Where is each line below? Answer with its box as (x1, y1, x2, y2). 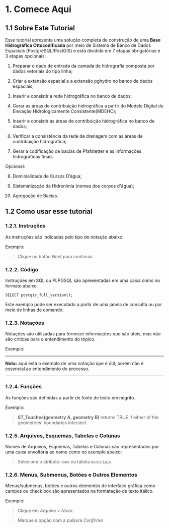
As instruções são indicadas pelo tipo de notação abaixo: (5, 233, 124, 240)
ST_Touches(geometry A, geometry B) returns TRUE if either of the (17, 414, 159, 420)
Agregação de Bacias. (12, 193, 59, 199)
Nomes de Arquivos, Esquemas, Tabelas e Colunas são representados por (5, 443, 159, 449)
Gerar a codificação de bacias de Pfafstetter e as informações (12, 148, 142, 154)
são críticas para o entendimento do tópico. (5, 336, 96, 342)
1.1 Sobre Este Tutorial (5, 24, 75, 32)
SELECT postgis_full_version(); (5, 292, 73, 298)
